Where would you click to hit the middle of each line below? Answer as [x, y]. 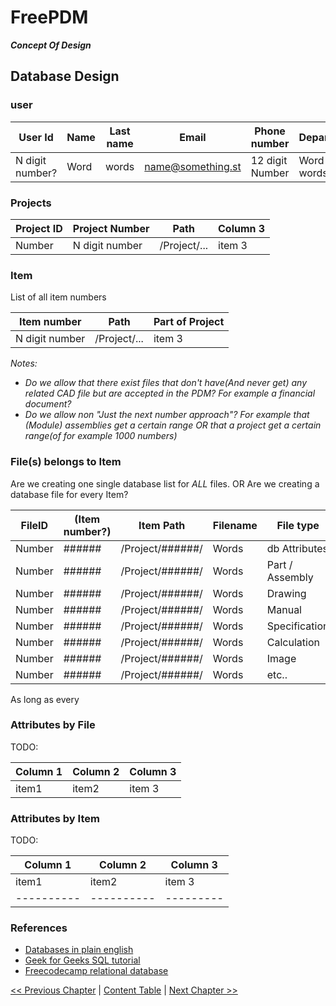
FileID [34, 525]
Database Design [65, 76]
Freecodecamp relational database [96, 971]
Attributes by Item [55, 818]
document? [48, 404]
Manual [284, 609]
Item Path [162, 525]
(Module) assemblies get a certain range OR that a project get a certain [173, 425]
